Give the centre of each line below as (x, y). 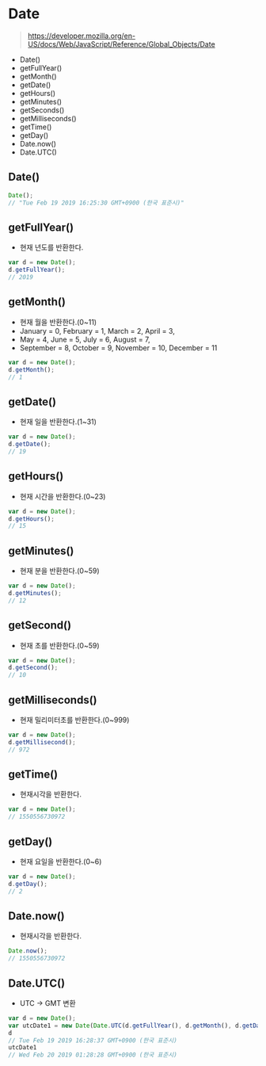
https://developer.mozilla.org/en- (82, 36)
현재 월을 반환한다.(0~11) (58, 322)
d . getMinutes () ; (35, 593)
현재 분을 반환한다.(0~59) (60, 571)
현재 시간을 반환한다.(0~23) (63, 496)
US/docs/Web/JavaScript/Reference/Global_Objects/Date (121, 44)
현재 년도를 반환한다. (51, 247)
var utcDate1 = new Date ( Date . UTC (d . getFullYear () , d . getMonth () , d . (125, 1026)
